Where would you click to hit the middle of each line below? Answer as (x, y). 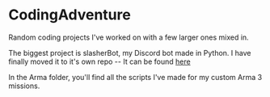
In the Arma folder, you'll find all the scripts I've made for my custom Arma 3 (135, 77)
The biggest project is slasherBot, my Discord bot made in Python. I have (130, 53)
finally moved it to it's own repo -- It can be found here (100, 61)
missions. (24, 86)
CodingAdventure (70, 15)
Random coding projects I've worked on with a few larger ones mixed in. (129, 37)
